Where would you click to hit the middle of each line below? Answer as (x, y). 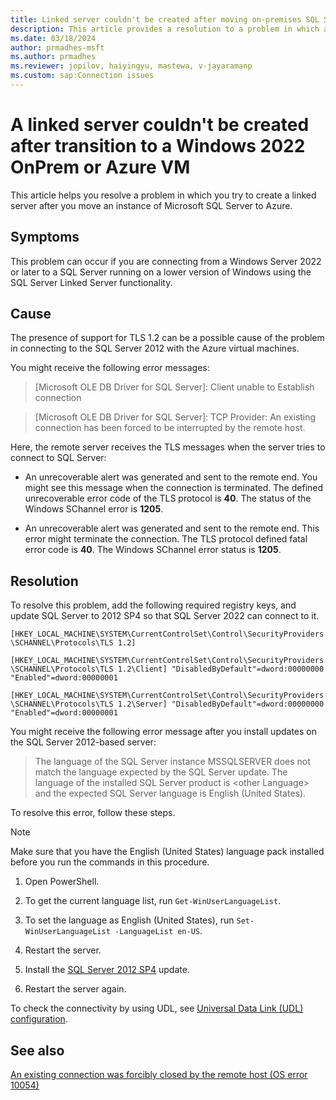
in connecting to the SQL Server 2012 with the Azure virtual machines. (155, 348)
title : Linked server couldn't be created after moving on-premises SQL (165, 19)
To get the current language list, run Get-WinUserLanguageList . (153, 901)
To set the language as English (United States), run (129, 920)
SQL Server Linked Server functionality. (91, 282)
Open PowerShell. (62, 882)
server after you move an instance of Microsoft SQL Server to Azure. (151, 205)
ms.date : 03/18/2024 (53, 38)
